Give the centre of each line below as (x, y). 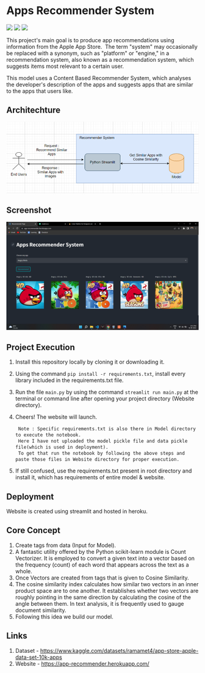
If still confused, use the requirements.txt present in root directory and (103, 471)
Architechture (34, 110)
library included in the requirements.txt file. (69, 380)
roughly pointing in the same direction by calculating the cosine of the (103, 597)
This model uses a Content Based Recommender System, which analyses (99, 78)
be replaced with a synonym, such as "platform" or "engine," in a (88, 53)
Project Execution (41, 347)
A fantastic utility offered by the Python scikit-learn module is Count (100, 551)
